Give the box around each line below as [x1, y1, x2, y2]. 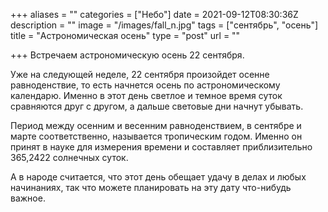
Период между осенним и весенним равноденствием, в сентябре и [10, 120, 302, 131]
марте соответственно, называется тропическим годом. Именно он [10, 130, 303, 142]
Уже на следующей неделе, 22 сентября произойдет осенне [10, 69, 270, 80]
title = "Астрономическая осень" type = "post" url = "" [10, 30, 241, 41]
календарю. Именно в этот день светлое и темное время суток [10, 90, 283, 101]
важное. [10, 192, 46, 204]
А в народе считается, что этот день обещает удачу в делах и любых [10, 171, 307, 183]
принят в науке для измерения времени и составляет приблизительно [10, 141, 313, 153]
